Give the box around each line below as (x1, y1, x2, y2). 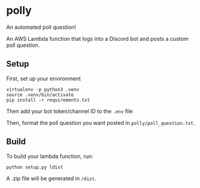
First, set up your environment (6, 74, 81, 82)
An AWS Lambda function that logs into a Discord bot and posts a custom (6, 35, 189, 42)
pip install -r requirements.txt (6, 97, 90, 103)
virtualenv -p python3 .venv (6, 86, 80, 92)
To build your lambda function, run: (6, 153, 93, 160)
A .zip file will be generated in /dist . (6, 175, 96, 182)
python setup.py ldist (6, 164, 63, 170)
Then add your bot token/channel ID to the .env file (6, 108, 133, 115)
